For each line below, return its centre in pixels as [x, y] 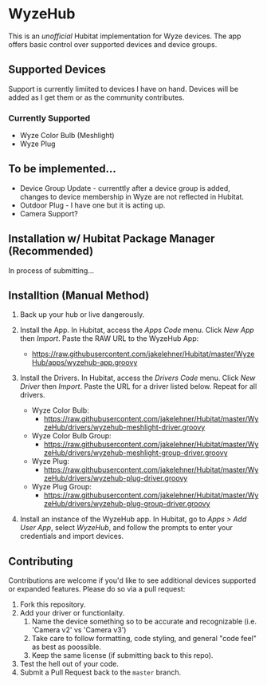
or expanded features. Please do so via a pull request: [97, 589]
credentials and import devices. [72, 537]
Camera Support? [49, 213]
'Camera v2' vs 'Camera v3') [79, 630]
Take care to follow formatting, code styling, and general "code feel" [144, 639]
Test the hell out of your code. [69, 664]
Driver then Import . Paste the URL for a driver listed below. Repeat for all [138, 386]
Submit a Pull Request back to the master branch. [100, 672]
